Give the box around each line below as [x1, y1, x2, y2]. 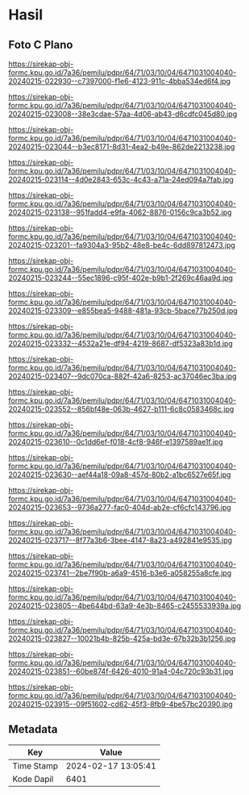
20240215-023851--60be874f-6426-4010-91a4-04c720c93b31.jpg [8, 667, 234, 676]
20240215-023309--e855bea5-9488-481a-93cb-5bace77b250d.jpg [8, 306, 238, 316]
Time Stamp [12, 760, 59, 772]
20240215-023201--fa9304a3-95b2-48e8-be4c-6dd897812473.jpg [8, 241, 236, 249]
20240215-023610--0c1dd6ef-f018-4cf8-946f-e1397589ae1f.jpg [8, 437, 223, 446]
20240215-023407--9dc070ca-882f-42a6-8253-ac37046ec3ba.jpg [8, 371, 237, 381]
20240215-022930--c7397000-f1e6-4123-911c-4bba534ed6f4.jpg [8, 77, 231, 86]
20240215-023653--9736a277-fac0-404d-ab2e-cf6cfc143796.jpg [8, 503, 231, 512]
